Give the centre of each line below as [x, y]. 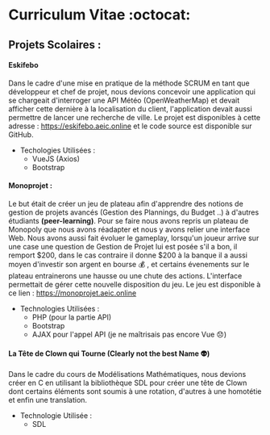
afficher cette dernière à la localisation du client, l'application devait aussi [130, 109]
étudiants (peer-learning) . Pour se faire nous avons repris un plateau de [129, 220]
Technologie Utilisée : [56, 416]
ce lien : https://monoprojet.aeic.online [73, 293]
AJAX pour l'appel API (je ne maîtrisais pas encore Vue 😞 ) [129, 334]
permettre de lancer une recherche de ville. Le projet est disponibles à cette [134, 117]
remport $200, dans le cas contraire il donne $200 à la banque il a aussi [128, 255]
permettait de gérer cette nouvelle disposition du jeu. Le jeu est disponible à [135, 284]
